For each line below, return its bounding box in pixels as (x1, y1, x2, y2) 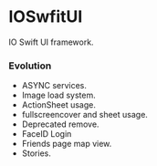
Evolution (8, 59, 52, 72)
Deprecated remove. (21, 119, 99, 130)
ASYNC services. (21, 80, 88, 91)
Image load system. (21, 89, 97, 101)
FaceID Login (21, 129, 72, 140)
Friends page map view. (21, 139, 112, 150)
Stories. (21, 148, 51, 159)
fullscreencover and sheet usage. (21, 109, 148, 120)
